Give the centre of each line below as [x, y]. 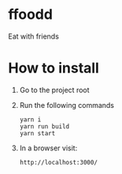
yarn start [37, 133]
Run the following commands [67, 105]
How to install [54, 68]
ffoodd [31, 15]
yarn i [30, 120]
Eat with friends [33, 36]
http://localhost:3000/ [59, 162]
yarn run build [44, 126]
